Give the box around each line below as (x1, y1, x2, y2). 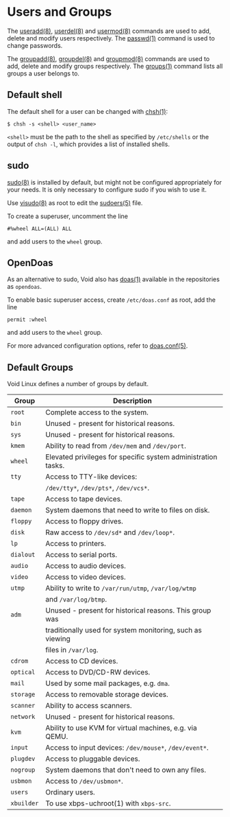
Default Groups (7, 362, 74, 373)
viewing (45, 634, 71, 643)
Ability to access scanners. (45, 701, 132, 711)
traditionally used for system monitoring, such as (45, 626, 202, 635)
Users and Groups (7, 4, 112, 20)
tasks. (45, 461, 65, 471)
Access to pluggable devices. (45, 754, 140, 763)
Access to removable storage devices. (45, 690, 169, 700)
